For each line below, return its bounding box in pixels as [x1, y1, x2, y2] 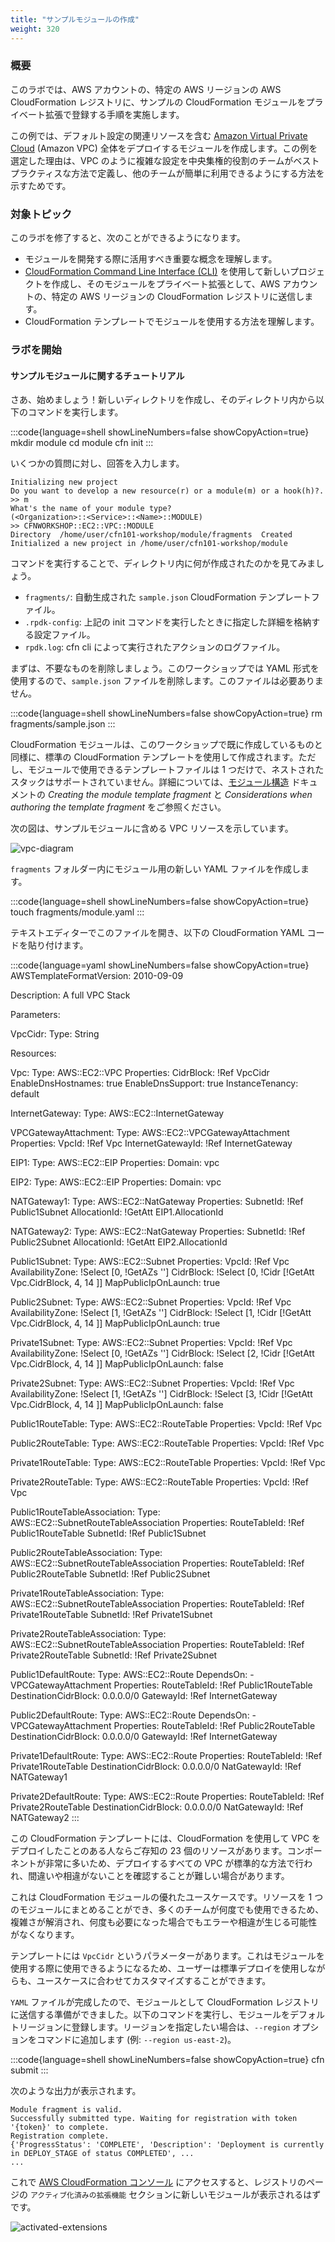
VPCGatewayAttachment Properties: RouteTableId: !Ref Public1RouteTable [10, 1679, 313, 1691]
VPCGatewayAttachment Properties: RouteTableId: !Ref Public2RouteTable [10, 1720, 316, 1732]
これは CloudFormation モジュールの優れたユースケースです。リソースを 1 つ [10, 1891, 324, 1903]
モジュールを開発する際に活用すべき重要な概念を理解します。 [24, 253, 278, 265]
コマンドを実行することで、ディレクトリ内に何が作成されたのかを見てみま [10, 557, 317, 570]
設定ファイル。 [33, 629, 96, 641]
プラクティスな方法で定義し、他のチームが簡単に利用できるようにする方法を [10, 167, 325, 179]
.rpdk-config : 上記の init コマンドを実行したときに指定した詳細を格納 [24, 616, 312, 628]
